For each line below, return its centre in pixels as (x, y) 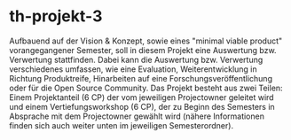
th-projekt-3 (56, 16)
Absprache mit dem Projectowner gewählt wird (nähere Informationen (137, 116)
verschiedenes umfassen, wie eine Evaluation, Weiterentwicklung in (133, 69)
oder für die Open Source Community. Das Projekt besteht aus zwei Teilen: (146, 88)
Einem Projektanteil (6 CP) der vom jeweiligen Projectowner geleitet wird (142, 97)
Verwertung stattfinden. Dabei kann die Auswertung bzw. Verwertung (136, 59)
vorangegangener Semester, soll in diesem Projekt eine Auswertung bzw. (143, 50)
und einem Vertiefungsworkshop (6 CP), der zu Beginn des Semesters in (142, 106)
